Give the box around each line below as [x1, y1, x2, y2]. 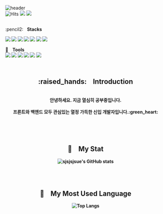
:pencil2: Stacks [5, 26, 42, 32]
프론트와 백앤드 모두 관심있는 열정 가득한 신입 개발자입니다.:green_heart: [13, 109, 158, 115]
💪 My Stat [67, 145, 104, 153]
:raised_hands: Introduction [38, 77, 133, 86]
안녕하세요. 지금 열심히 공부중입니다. [49, 97, 122, 103]
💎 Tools [5, 46, 24, 53]
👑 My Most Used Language [40, 189, 131, 198]
